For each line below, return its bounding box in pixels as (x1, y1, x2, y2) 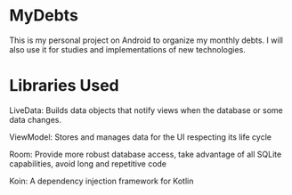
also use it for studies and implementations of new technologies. (9, 44, 247, 54)
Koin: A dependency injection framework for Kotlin (9, 175, 194, 186)
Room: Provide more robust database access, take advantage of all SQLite (9, 149, 282, 159)
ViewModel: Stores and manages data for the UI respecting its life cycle (9, 131, 272, 142)
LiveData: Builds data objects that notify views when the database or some (9, 104, 283, 116)
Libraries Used (9, 76, 119, 96)
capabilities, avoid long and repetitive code (9, 158, 167, 169)
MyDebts (9, 5, 78, 26)
